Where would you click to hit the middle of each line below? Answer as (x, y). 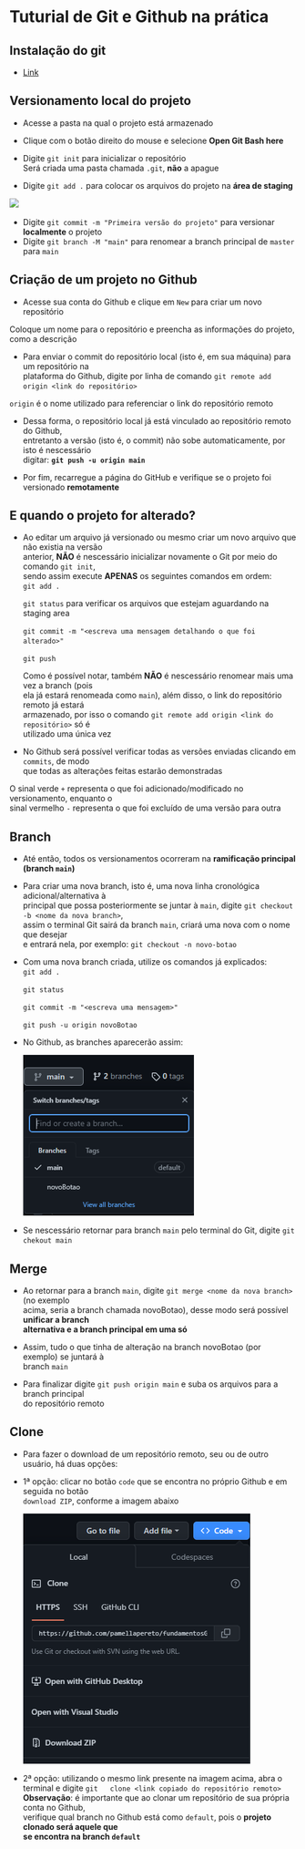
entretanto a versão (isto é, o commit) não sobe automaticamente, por (154, 440)
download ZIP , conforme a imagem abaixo (101, 1501)
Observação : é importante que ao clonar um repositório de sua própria (156, 1797)
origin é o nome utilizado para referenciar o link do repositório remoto (142, 403)
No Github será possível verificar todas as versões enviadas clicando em (159, 752)
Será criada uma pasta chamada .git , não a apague (121, 168)
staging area (46, 614)
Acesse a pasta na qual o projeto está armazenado (118, 123)
